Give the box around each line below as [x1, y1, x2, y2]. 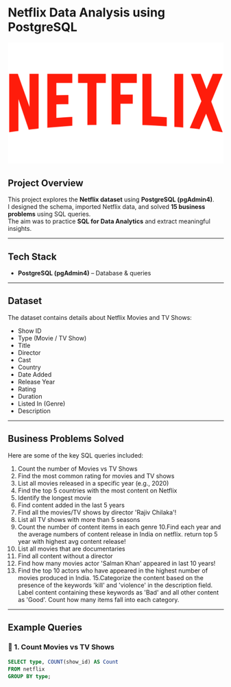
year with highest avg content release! [17, 537, 126, 545]
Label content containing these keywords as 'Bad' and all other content [17, 588, 219, 597]
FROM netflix [8, 666, 45, 673]
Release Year [17, 377, 56, 386]
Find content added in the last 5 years [17, 501, 125, 509]
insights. [8, 225, 32, 233]
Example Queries [8, 622, 83, 634]
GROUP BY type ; [8, 673, 51, 680]
